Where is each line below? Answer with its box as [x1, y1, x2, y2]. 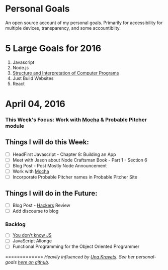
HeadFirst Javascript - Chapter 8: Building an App [12, 151, 116, 157]
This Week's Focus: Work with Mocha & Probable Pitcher [5, 116, 147, 123]
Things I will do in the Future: [5, 189, 98, 198]
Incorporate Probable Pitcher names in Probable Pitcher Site [12, 174, 137, 180]
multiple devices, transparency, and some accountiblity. [5, 25, 121, 31]
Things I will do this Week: [5, 138, 89, 146]
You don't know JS [12, 232, 52, 238]
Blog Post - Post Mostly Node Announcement [12, 162, 107, 168]
